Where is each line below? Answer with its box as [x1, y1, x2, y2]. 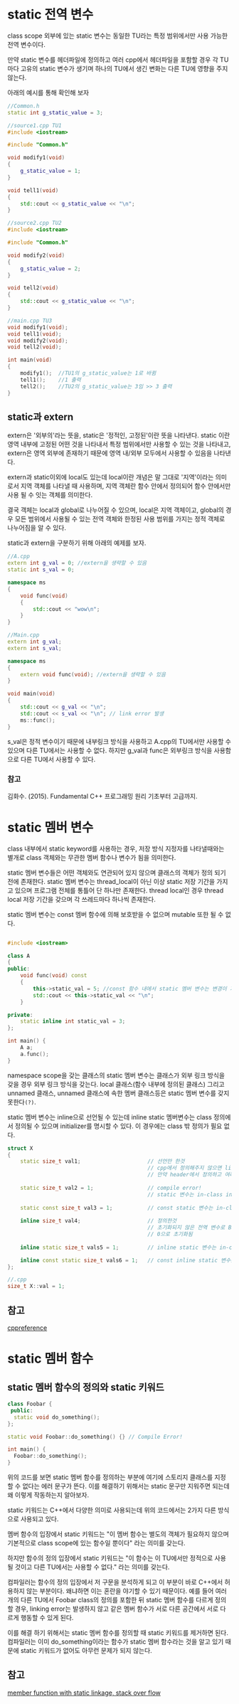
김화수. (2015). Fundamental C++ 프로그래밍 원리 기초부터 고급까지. [7, 792, 198, 800]
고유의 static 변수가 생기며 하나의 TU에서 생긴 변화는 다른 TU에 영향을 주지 [20, 64, 228, 73]
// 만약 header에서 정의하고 [147, 1171, 222, 1178]
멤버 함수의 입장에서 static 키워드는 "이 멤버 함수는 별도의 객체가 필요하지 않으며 [7, 1530, 229, 1538]
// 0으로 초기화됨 [147, 1231, 193, 1238]
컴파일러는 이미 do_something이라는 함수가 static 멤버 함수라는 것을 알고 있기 [7, 1637, 224, 1646]
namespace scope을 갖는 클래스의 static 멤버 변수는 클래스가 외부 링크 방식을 [7, 1071, 225, 1080]
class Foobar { [7, 1400, 53, 1408]
